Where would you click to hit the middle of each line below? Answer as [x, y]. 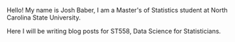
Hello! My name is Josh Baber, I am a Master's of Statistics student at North [117, 10]
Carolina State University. [44, 17]
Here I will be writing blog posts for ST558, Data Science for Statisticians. [114, 31]
